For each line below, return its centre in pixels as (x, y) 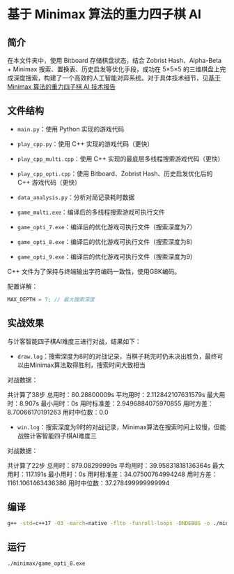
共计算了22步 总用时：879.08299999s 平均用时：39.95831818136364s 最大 (116, 465)
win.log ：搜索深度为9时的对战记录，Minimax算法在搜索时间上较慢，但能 (122, 426)
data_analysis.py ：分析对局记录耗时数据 (76, 197)
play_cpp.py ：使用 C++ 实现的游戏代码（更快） (85, 143)
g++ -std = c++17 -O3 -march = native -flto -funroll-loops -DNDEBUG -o (109, 524)
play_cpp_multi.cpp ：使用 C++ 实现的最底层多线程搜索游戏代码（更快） (120, 159)
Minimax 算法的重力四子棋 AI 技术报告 (62, 87)
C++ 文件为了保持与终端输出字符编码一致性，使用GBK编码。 (94, 271)
